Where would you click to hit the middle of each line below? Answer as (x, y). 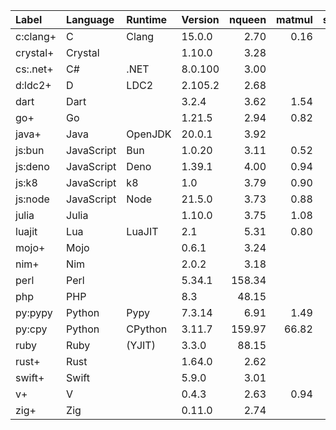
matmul (294, 19)
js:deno (32, 166)
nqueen (248, 19)
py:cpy (31, 329)
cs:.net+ (34, 69)
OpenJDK (149, 134)
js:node (32, 199)
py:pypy (34, 312)
